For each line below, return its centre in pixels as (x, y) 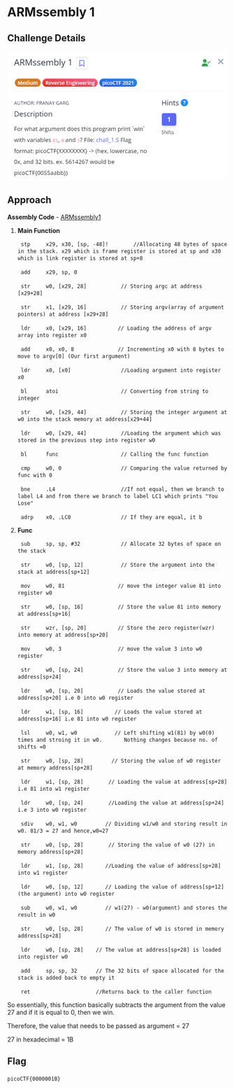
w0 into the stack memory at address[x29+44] (85, 419)
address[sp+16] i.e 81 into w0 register (77, 719)
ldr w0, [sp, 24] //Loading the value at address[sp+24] (123, 803)
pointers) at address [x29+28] (63, 314)
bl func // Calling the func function (115, 454)
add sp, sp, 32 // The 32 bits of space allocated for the (123, 971)
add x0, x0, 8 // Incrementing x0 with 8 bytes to (123, 349)
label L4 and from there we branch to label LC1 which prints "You (117, 496)
